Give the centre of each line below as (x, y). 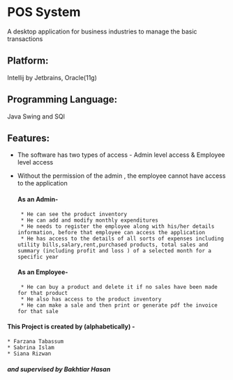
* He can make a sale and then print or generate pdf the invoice (119, 305)
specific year (38, 257)
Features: (29, 138)
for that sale (38, 311)
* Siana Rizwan (29, 354)
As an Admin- (38, 199)
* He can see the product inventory (74, 214)
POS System (44, 12)
